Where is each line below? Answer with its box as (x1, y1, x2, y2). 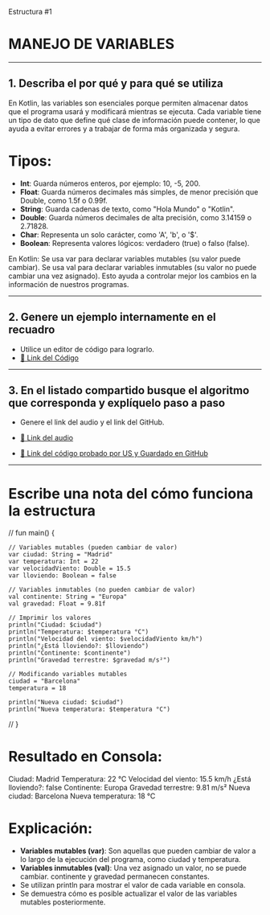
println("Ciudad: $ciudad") (8, 621, 103, 630)
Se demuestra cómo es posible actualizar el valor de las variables (19, 888, 238, 899)
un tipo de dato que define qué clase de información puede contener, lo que (8, 115, 261, 125)
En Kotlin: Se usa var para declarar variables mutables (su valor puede (8, 253, 241, 264)
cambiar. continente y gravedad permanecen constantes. (19, 872, 211, 881)
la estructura (8, 502, 96, 519)
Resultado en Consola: (8, 748, 163, 766)
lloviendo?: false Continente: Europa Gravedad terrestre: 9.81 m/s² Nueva (8, 783, 251, 793)
